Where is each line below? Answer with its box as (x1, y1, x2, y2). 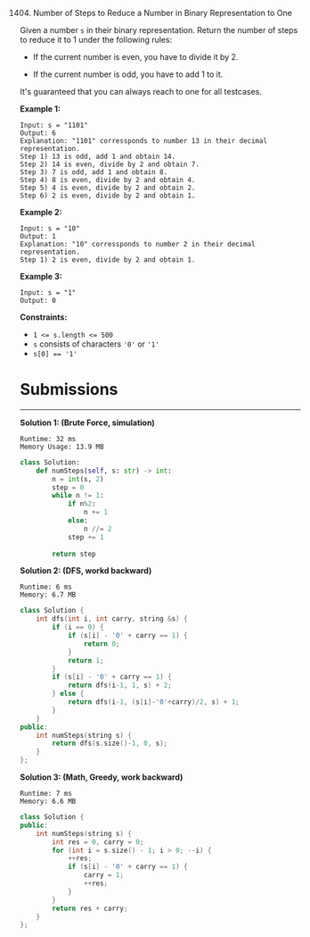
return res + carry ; (52, 904, 128, 913)
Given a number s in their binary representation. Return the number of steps (20, 25, 298, 35)
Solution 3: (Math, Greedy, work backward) (20, 772, 184, 782)
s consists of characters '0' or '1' (32, 339, 160, 349)
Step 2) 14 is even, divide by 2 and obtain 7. (20, 160, 200, 169)
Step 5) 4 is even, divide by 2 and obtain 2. (20, 183, 196, 192)
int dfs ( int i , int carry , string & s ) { (36, 615, 188, 623)
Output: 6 (20, 129, 57, 138)
